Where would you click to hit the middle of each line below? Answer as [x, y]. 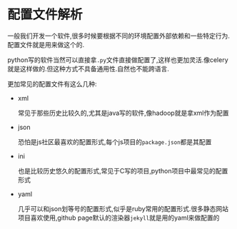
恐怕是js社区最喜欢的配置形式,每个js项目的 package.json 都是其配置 [115, 142]
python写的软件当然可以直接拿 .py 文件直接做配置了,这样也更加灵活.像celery [118, 60]
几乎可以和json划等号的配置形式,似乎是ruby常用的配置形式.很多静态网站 [123, 208]
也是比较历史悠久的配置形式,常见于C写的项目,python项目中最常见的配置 [123, 171]
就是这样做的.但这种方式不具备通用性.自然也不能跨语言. [89, 68]
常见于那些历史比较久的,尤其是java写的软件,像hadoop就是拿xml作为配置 [123, 113]
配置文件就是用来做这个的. [46, 44]
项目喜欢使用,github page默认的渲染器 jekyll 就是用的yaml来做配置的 [118, 218]
